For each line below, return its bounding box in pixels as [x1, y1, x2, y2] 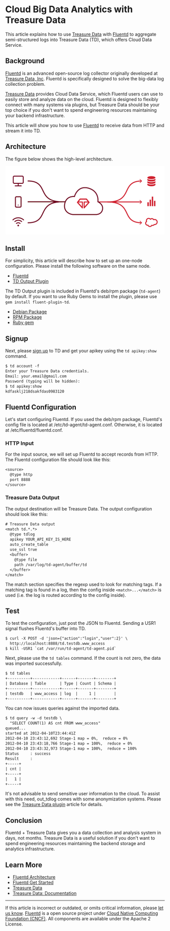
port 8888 [10, 477, 30, 483]
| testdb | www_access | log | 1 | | [5, 691, 116, 696]
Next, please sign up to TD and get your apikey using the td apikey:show [5, 348, 157, 354]
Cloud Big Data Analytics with [5, 4, 133, 15]
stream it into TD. [5, 127, 41, 134]
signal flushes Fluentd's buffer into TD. [5, 626, 86, 632]
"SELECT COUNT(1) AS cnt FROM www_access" [10, 721, 101, 726]
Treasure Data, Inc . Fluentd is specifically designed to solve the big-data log [5, 75, 164, 82]
